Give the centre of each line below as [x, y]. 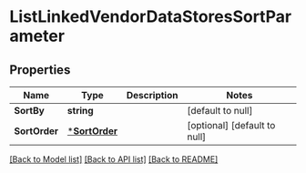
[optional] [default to [231, 125]
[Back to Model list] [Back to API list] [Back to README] [114, 159]
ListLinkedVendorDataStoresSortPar [151, 17]
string [80, 111]
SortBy [30, 111]
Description [152, 95]
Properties [40, 70]
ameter [37, 36]
